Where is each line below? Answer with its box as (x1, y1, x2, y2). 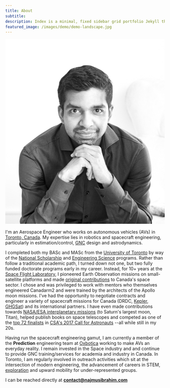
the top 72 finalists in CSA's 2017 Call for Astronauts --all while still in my (5, 320, 157, 326)
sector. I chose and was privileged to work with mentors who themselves (5, 281, 158, 288)
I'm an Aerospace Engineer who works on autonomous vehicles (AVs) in (5, 229, 155, 235)
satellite (5, 276, 22, 283)
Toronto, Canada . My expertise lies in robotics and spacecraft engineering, (5, 234, 161, 240)
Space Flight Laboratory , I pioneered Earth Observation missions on (5, 271, 147, 277)
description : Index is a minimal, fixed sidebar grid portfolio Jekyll (5, 19, 159, 24)
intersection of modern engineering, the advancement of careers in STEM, (5, 362, 160, 368)
